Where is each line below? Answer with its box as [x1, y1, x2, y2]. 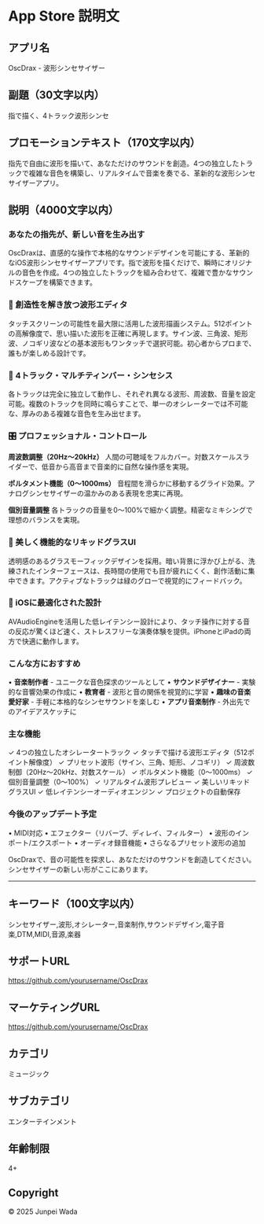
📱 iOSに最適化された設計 [8, 597, 102, 608]
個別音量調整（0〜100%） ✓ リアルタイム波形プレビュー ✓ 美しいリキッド [8, 777, 251, 787]
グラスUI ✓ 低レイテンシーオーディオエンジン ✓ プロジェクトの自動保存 [8, 787, 241, 797]
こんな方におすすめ [8, 658, 81, 669]
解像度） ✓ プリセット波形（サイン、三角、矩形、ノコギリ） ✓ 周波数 [28, 758, 255, 767]
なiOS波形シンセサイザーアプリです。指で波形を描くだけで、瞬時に [8, 258, 225, 267]
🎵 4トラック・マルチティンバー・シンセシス [8, 370, 174, 381]
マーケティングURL [8, 1001, 101, 1014]
